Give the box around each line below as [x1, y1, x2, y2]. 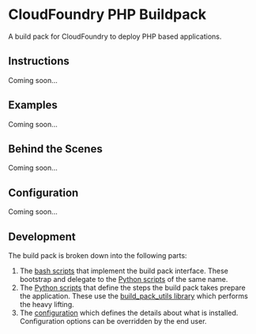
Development [8, 230, 77, 243]
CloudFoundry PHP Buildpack [8, 6, 207, 24]
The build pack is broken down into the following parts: [8, 251, 187, 260]
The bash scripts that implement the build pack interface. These [19, 266, 229, 276]
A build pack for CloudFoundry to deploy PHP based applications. [8, 32, 222, 41]
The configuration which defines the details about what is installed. [19, 308, 239, 317]
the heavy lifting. [19, 300, 75, 309]
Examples [8, 99, 58, 112]
